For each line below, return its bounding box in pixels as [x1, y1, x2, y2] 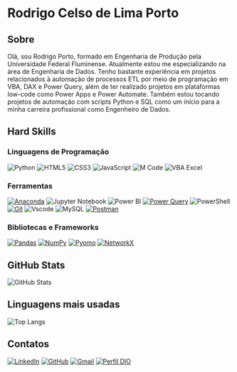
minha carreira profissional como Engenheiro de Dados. [7, 105, 171, 113]
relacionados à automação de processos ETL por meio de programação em [7, 75, 229, 83]
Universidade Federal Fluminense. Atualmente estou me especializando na [7, 60, 226, 68]
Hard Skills [7, 126, 56, 138]
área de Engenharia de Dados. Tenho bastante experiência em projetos [7, 68, 216, 75]
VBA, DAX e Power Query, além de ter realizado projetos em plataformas [7, 83, 221, 90]
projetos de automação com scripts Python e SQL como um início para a [7, 97, 220, 106]
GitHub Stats [7, 259, 65, 271]
